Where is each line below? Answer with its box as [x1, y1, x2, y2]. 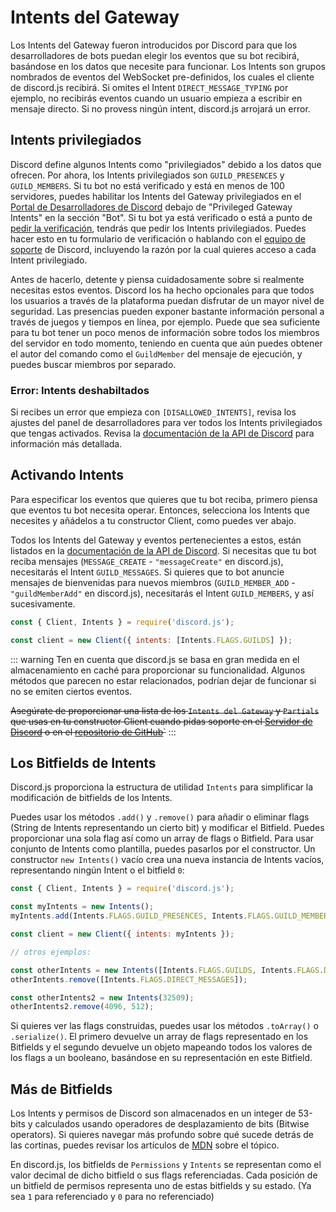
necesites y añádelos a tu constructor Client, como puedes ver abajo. [10, 514, 297, 526]
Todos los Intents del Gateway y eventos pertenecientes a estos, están [10, 534, 302, 546]
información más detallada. [10, 438, 123, 450]
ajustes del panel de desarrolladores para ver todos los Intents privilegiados [10, 417, 323, 429]
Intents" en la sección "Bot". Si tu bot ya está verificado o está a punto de [10, 211, 313, 223]
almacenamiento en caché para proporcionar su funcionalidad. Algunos [10, 664, 306, 676]
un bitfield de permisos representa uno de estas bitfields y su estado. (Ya [10, 1180, 312, 1192]
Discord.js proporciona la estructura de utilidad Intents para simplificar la [10, 781, 314, 793]
